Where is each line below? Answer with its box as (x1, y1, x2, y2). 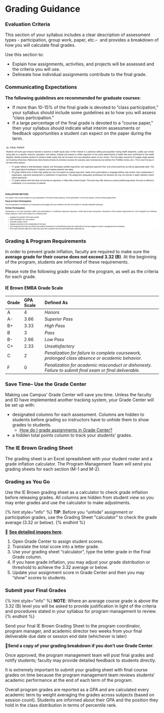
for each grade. (5, 273, 37, 279)
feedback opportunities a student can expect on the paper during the (12, 130, 152, 136)
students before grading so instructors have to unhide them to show (12, 417, 149, 423)
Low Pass (44, 336, 64, 342)
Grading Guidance (5, 3, 81, 15)
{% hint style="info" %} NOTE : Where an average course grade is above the (5, 598, 159, 604)
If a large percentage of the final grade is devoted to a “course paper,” (12, 120, 153, 125)
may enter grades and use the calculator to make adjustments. (5, 500, 131, 506)
